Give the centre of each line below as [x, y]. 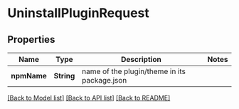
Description [141, 59]
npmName [29, 76]
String [64, 76]
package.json [104, 80]
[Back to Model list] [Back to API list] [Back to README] [89, 98]
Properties [31, 40]
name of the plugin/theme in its [134, 71]
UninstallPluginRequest [78, 13]
